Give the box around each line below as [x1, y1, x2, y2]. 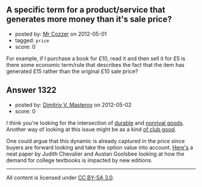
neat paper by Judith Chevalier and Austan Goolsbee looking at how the [6, 150, 185, 157]
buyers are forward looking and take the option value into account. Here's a [6, 144, 194, 151]
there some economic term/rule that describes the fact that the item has [6, 61, 185, 68]
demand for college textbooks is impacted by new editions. [6, 156, 153, 163]
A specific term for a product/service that [6, 5, 165, 15]
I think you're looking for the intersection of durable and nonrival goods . [6, 119, 185, 126]
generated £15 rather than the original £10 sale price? [6, 68, 138, 75]
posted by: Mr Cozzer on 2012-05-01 [14, 30, 107, 37]
